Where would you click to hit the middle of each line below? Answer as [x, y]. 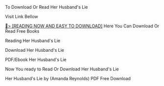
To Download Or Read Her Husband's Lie [47, 7]
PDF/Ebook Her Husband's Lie [36, 60]
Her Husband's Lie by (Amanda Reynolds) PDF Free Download [68, 78]
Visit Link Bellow [22, 16]
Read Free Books [22, 31]
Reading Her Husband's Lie [33, 41]
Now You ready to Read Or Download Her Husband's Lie [62, 69]
